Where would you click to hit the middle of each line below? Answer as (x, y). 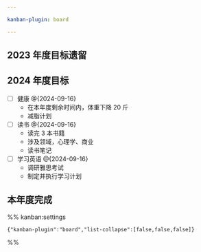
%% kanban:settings (37, 217)
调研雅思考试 (45, 168)
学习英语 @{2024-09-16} (52, 158)
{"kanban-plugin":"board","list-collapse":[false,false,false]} (101, 229)
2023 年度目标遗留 (47, 55)
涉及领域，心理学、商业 (60, 141)
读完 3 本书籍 (46, 133)
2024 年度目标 (38, 81)
